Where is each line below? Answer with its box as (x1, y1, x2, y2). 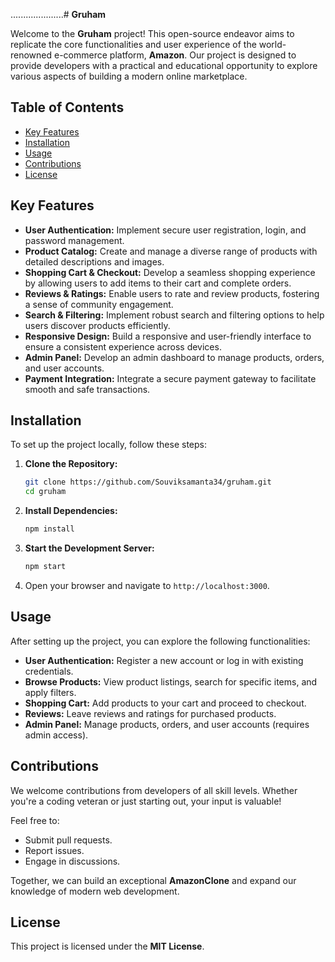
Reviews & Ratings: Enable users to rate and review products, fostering (24, 287, 320, 299)
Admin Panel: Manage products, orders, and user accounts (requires (24, 718, 310, 730)
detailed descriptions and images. (24, 255, 165, 268)
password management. (24, 234, 125, 246)
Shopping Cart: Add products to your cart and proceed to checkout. (24, 697, 307, 709)
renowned (10, 49, 53, 61)
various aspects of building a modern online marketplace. (10, 70, 248, 82)
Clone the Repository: (24, 458, 118, 470)
